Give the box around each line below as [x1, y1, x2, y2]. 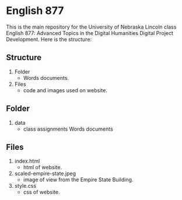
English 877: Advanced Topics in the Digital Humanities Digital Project [6, 29, 174, 36]
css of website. [23, 188, 60, 196]
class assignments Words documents [23, 125, 114, 132]
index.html [14, 157, 40, 164]
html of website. [23, 164, 62, 171]
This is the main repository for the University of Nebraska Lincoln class [6, 23, 177, 30]
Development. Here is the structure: [6, 36, 92, 43]
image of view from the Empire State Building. [23, 176, 134, 183]
